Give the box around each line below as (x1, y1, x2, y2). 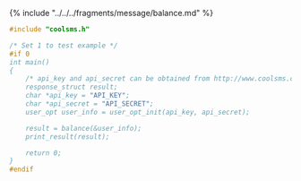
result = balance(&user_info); (25, 124, 142, 133)
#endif (9, 165, 34, 174)
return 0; (25, 148, 63, 158)
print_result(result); (25, 132, 110, 142)
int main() (9, 57, 50, 66)
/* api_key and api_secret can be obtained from (25, 74, 211, 83)
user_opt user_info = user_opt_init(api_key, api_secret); (25, 108, 251, 116)
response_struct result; (25, 82, 118, 92)
